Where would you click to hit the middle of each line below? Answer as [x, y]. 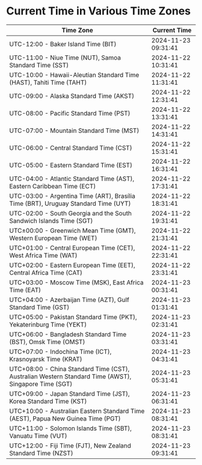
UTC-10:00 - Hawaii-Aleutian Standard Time [74, 75]
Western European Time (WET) [53, 238]
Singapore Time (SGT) [41, 384]
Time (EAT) [25, 290]
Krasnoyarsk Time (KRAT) [46, 359]
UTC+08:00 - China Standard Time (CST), [69, 369]
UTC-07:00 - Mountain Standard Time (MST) [74, 131]
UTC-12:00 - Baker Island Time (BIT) [63, 44]
